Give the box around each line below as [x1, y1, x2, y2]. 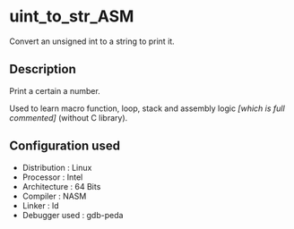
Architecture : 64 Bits [22, 181, 101, 191]
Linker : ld [22, 199, 60, 211]
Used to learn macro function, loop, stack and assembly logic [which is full [9, 103, 285, 114]
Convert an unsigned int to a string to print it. [9, 36, 175, 47]
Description [9, 62, 76, 77]
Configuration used [9, 139, 121, 154]
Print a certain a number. [9, 85, 100, 96]
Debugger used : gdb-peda [22, 209, 124, 220]
